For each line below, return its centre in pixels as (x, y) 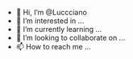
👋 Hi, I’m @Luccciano (51, 12)
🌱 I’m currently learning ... (59, 29)
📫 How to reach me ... (53, 47)
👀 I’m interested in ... (50, 21)
